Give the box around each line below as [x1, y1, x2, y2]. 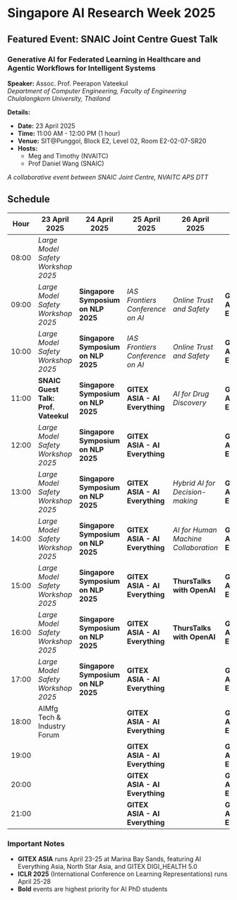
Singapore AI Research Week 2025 [7, 5, 216, 21]
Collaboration [172, 542, 219, 552]
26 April [181, 214, 209, 224]
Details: [7, 107, 30, 116]
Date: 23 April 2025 [17, 122, 75, 130]
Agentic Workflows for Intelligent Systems [7, 63, 157, 73]
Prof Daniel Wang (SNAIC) [28, 159, 104, 168]
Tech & [37, 712, 61, 722]
